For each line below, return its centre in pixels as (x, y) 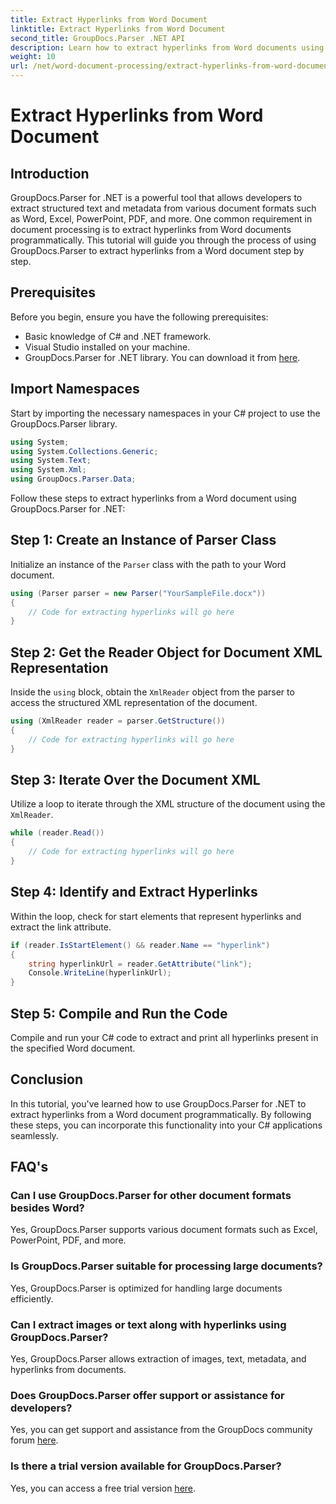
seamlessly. (34, 1135)
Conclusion (47, 1079)
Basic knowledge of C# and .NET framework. (118, 336)
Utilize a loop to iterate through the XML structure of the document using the (168, 804)
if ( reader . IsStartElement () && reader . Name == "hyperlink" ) (140, 945)
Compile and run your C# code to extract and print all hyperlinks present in (164, 1037)
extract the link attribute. (61, 927)
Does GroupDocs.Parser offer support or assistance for (147, 1395)
